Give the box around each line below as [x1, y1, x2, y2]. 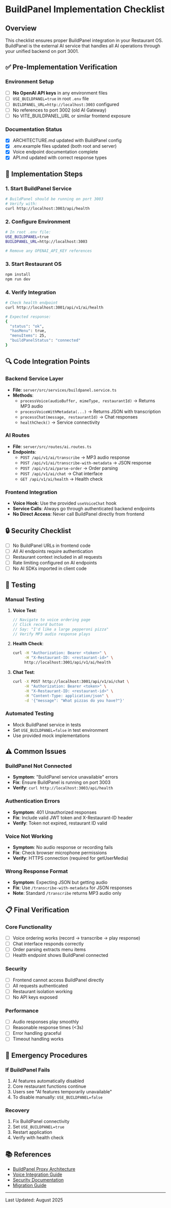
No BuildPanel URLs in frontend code [12, 542, 91, 548]
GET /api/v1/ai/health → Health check [20, 476, 103, 482]
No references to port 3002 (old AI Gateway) [12, 107, 107, 113]
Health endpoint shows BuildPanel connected [12, 952, 108, 958]
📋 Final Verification [5, 905, 70, 914]
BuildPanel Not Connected [5, 762, 72, 770]
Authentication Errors [5, 798, 60, 805]
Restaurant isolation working [12, 988, 73, 994]
